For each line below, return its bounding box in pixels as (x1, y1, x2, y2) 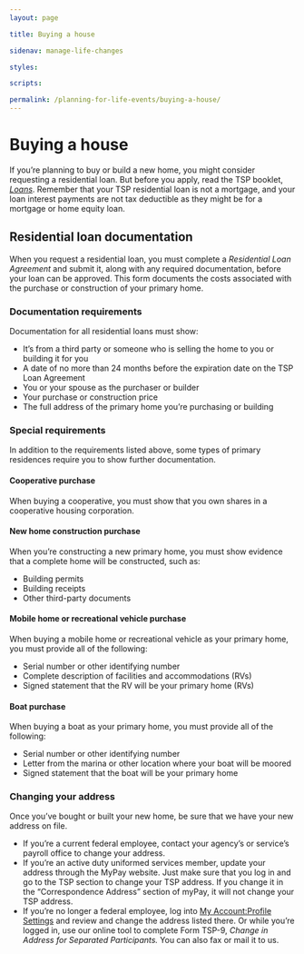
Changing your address (9, 790, 115, 803)
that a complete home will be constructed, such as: (9, 555, 201, 566)
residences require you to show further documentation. (9, 454, 216, 465)
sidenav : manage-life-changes (9, 46, 124, 55)
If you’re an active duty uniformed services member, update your (22, 858, 266, 869)
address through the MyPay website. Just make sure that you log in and (22, 867, 292, 878)
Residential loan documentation (9, 229, 193, 245)
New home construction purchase (9, 526, 141, 537)
